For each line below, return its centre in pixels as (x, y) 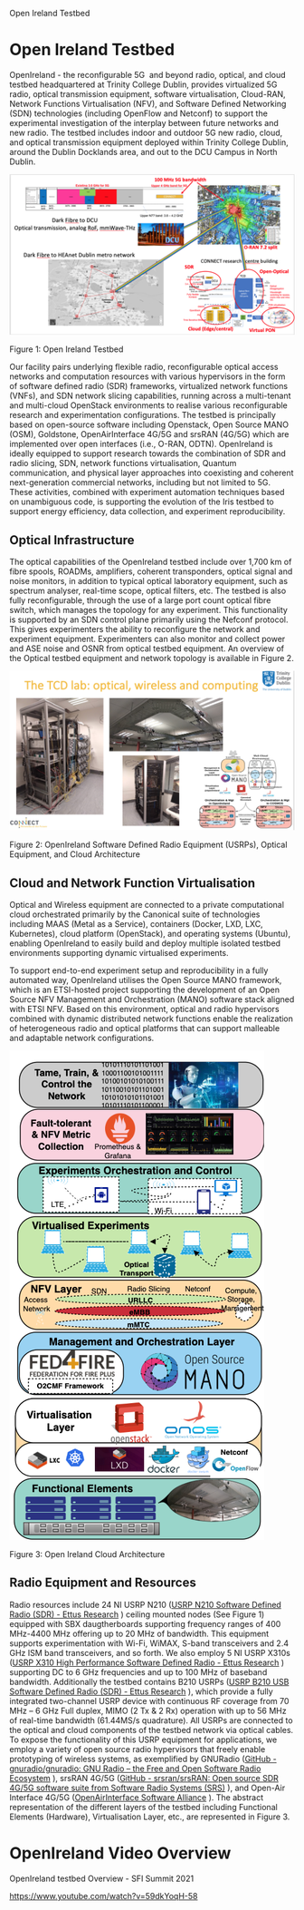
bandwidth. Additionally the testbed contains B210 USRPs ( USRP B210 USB (149, 1681)
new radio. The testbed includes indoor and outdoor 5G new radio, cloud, (146, 132)
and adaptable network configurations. (82, 1038)
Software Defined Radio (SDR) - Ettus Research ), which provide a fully (141, 1691)
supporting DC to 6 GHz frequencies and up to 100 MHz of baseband (138, 1671)
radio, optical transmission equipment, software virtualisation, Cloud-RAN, (148, 93)
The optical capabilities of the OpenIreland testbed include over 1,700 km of (151, 562)
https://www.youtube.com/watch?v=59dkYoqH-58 (104, 1895)
